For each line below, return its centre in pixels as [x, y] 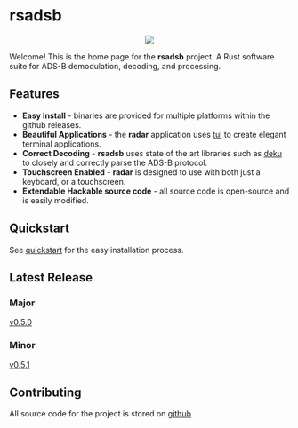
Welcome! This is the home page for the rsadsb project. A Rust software [142, 56]
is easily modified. [55, 200]
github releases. [52, 124]
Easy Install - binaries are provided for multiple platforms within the [146, 115]
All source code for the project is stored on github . [101, 414]
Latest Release [51, 277]
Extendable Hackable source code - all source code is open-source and [156, 191]
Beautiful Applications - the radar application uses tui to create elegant [154, 134]
